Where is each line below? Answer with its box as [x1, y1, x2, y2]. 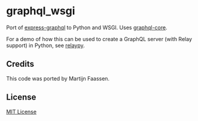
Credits [6, 59, 35, 69]
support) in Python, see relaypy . [6, 42, 85, 49]
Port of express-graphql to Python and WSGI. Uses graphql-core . [6, 24, 167, 31]
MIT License [6, 108, 37, 115]
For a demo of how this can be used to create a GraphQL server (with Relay [6, 35, 193, 42]
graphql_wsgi [6, 4, 75, 18]
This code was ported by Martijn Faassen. [6, 75, 109, 82]
